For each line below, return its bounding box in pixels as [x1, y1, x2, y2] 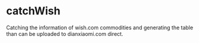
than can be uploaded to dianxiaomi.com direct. [6, 30, 123, 37]
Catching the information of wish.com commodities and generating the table [6, 24, 194, 31]
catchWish [6, 4, 61, 18]
